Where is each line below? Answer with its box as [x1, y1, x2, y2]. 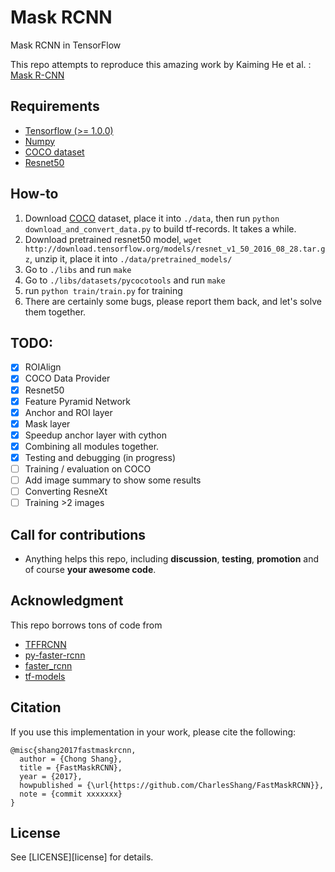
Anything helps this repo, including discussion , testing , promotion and [24, 553, 320, 565]
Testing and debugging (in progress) [24, 451, 177, 463]
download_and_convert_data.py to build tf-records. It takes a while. [24, 222, 297, 235]
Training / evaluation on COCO [24, 462, 152, 475]
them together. [24, 306, 87, 318]
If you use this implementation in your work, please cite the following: [10, 726, 297, 738]
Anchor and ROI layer [24, 406, 113, 418]
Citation [10, 699, 62, 716]
